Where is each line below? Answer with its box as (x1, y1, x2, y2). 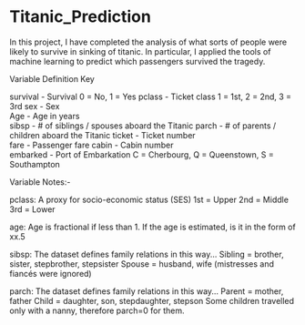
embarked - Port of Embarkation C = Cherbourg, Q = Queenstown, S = (9, 148, 275, 160)
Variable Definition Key (9, 73, 96, 84)
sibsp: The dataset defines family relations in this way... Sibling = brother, (9, 249, 284, 259)
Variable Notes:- (9, 176, 71, 188)
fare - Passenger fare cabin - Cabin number (9, 139, 174, 150)
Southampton (9, 158, 61, 169)
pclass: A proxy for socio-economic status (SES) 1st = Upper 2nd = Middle (9, 194, 290, 205)
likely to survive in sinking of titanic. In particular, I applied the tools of (9, 46, 271, 56)
